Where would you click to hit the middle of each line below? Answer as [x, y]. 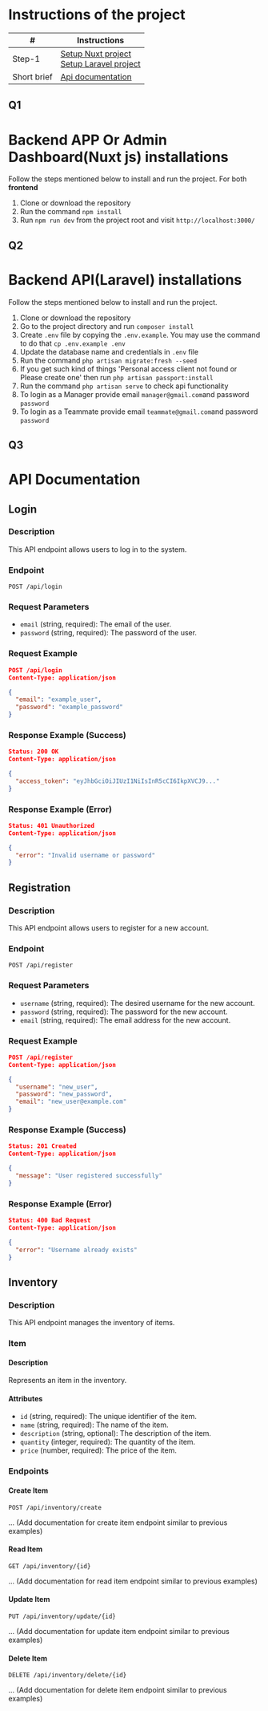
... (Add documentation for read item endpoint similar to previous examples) [133, 1581]
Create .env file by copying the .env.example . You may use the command [140, 334]
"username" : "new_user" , [57, 1087]
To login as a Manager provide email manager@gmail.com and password [134, 394]
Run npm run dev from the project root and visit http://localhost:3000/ [137, 220]
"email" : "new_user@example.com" [71, 1102]
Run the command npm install [71, 212]
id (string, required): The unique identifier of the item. [108, 1417]
